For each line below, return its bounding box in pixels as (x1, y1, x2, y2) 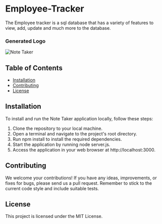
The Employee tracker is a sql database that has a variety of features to (5, 20, 154, 26)
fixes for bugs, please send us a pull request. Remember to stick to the (5, 180, 152, 186)
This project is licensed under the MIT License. (5, 213, 103, 219)
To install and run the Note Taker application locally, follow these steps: (5, 115, 153, 121)
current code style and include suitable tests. (5, 185, 99, 191)
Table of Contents (5, 63, 63, 72)
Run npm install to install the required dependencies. (12, 136, 122, 142)
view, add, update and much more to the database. (5, 25, 111, 31)
